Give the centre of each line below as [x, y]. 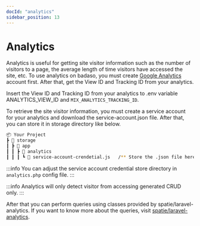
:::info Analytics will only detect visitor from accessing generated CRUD [94, 186]
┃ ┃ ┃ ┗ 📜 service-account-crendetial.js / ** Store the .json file [94, 157]
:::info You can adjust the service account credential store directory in [92, 168]
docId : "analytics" [30, 12]
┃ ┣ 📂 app [18, 146]
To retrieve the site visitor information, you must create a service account [96, 111]
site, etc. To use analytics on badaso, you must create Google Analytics [94, 76]
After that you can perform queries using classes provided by [81, 204]
